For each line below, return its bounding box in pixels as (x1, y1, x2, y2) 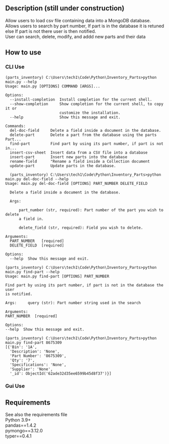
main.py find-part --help (5, 269, 60, 274)
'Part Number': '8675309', (10, 353, 67, 358)
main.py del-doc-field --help (5, 176, 69, 181)
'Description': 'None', (10, 349, 60, 354)
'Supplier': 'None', (10, 366, 53, 372)
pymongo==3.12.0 (5, 428, 43, 434)
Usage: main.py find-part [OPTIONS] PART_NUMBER (5, 274, 109, 279)
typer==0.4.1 (5, 433, 32, 439)
